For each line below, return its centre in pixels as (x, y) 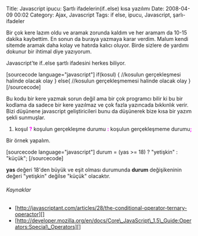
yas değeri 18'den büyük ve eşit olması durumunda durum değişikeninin (94, 170)
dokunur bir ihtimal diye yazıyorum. (49, 52)
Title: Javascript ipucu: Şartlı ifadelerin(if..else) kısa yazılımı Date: (85, 9)
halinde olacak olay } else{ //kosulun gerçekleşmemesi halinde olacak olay (97, 81)
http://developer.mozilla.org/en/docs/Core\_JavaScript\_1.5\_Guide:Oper (104, 221)
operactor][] (30, 214)
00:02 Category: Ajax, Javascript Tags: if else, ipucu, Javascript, (93, 15)
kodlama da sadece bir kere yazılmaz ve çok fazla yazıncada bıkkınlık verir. (98, 105)
